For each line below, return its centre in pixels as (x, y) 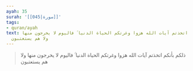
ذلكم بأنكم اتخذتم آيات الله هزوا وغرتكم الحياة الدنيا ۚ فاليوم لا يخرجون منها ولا (103, 55)
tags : (13, 22)
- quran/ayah (22, 28)
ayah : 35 (17, 11)
